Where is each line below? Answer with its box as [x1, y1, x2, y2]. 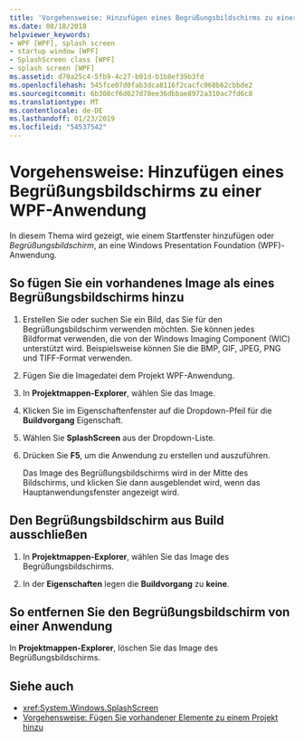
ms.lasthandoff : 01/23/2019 [9, 114, 116, 123]
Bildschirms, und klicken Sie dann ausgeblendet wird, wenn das [22, 476, 261, 487]
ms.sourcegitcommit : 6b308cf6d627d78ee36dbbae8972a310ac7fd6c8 [9, 89, 253, 98]
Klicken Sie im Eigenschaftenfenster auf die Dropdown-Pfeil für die [22, 405, 272, 416]
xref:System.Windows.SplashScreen [22, 703, 159, 714]
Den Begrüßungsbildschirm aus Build [9, 513, 224, 528]
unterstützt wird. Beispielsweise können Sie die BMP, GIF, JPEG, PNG [22, 342, 281, 353]
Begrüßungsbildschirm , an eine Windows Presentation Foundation [9, 239, 256, 250]
